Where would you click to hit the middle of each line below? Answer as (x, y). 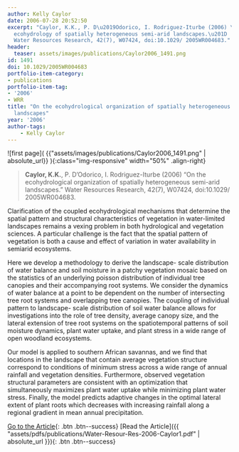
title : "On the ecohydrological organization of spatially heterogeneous (119, 107)
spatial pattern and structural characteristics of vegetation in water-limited (116, 219)
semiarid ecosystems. (39, 249)
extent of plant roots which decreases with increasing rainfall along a (108, 405)
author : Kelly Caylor (39, 14)
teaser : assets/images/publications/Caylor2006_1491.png (100, 54)
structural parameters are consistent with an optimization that (98, 382)
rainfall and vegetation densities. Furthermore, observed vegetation (106, 375)
